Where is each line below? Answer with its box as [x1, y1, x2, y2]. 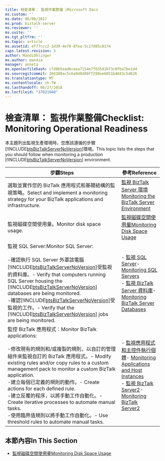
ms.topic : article [5, 39, 43, 44]
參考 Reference [122, 169, 157, 176]
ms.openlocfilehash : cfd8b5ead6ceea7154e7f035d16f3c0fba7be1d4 [5, 67, 137, 72]
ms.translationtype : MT [5, 76, 54, 81]
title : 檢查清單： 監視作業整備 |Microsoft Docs [5, 7, 98, 12]
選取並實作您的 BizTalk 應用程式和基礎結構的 [7, 182, 110, 189]
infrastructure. [7, 202, 41, 209]
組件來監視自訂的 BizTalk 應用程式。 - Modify [7, 353, 111, 360]
